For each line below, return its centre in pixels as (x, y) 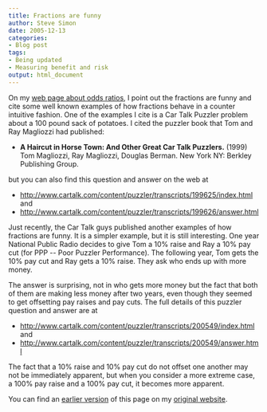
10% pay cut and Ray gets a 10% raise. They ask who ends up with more (128, 261)
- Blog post (28, 45)
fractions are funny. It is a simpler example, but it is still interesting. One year (134, 235)
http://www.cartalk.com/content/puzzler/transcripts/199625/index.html (136, 194)
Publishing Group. (49, 163)
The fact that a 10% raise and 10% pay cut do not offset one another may (128, 367)
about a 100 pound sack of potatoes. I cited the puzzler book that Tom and (131, 123)
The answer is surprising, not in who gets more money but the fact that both (133, 284)
